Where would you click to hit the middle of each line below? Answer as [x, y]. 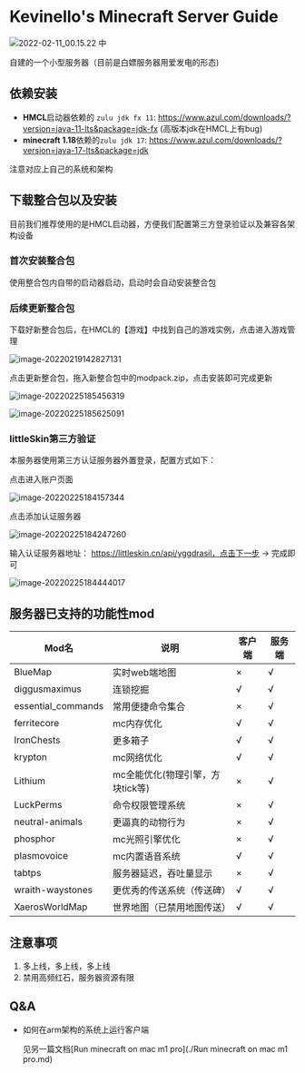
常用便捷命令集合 [149, 707]
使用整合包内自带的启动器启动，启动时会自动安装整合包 [113, 282]
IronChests [37, 740]
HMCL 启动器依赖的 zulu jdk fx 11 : [89, 117]
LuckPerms [38, 805]
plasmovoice [41, 856]
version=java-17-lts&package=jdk [85, 150]
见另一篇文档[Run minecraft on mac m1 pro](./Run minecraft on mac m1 [155, 1048]
